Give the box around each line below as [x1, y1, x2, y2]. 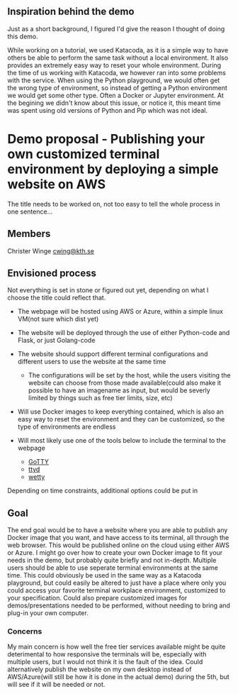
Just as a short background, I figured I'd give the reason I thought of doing [7, 24, 225, 33]
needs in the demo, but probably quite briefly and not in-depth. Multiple [7, 556, 217, 565]
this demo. [7, 32, 39, 40]
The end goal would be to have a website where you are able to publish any [7, 526, 228, 534]
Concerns [7, 627, 42, 637]
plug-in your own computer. [7, 609, 89, 617]
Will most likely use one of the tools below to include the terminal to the [17, 436, 227, 445]
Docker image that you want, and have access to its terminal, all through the [7, 534, 229, 542]
